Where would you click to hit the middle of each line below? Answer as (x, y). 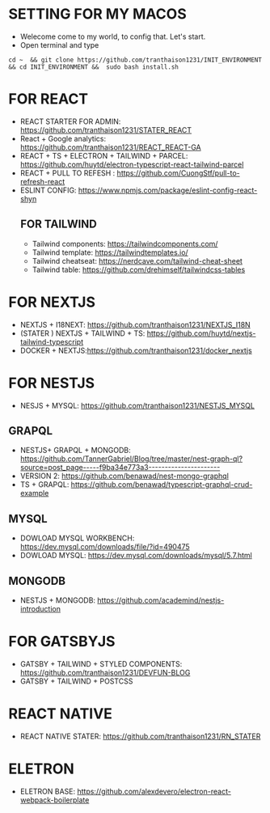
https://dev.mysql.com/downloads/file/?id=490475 (105, 547)
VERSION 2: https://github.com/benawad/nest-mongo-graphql (124, 476)
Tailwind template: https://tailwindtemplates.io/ (110, 252)
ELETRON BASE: (48, 791)
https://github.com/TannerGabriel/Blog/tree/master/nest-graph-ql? (131, 459)
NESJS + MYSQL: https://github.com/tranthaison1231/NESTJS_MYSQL (137, 405)
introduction (40, 609)
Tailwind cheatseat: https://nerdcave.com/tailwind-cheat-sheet (137, 260)
